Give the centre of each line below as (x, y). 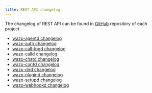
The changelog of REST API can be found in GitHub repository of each (76, 23)
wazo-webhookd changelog (40, 85)
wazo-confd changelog (36, 64)
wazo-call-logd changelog (39, 48)
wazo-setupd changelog (37, 80)
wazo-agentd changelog (37, 38)
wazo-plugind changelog (38, 74)
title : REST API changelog (33, 10)
